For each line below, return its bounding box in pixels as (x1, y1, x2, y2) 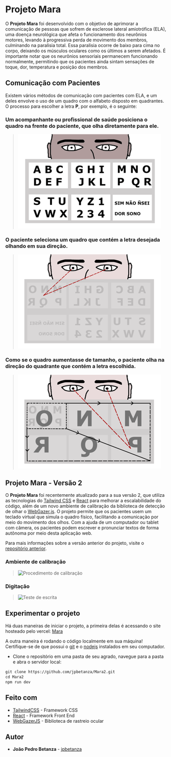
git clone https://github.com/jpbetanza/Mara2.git (5, 669, 115, 674)
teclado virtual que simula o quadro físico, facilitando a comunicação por (5, 514, 159, 520)
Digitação (5, 583, 30, 590)
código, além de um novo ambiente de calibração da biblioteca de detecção (5, 503, 165, 509)
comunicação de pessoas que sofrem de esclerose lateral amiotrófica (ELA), (5, 26, 166, 32)
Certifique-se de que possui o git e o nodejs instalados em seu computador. (5, 643, 165, 650)
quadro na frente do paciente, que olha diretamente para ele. (5, 122, 159, 129)
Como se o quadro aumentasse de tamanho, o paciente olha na (5, 356, 165, 363)
